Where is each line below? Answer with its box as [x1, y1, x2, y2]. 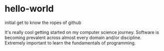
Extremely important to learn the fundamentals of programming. [4, 39, 136, 45]
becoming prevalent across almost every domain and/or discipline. [4, 34, 142, 40]
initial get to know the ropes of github [4, 19, 82, 25]
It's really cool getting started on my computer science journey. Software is [4, 29, 159, 35]
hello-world [4, 3, 54, 14]
